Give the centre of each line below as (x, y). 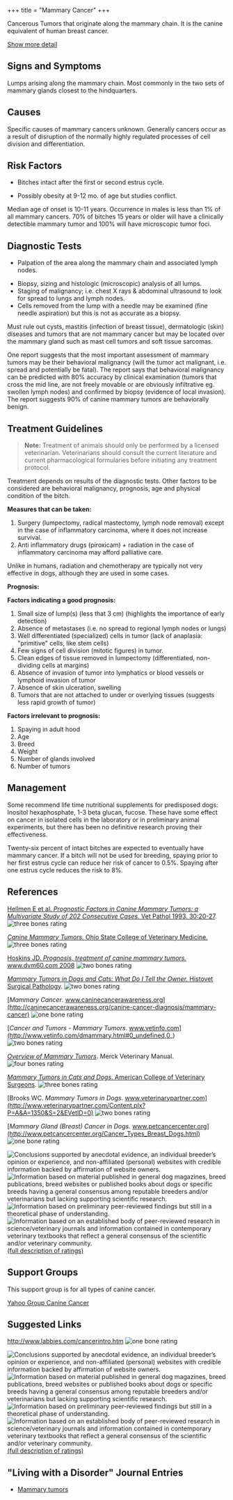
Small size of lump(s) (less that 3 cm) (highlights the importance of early (121, 614)
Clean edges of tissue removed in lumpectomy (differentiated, (106, 658)
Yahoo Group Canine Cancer (48, 1302)
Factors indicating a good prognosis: (62, 600)
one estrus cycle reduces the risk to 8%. (65, 870)
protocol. (37, 468)
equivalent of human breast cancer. (58, 31)
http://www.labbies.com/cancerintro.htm (65, 1341)
